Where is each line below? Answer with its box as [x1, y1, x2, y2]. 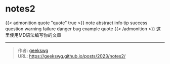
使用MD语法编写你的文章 [9, 32, 62, 38]
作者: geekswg [17, 47, 49, 53]
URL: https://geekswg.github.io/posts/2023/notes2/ [17, 53, 126, 59]
